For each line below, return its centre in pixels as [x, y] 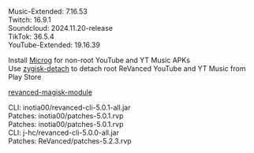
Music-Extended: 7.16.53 [48, 11]
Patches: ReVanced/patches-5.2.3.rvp [70, 141]
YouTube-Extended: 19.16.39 [54, 45]
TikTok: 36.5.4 [32, 36]
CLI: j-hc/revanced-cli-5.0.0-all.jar [64, 132]
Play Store [25, 77]
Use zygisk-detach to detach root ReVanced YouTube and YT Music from [127, 69]
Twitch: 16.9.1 [30, 20]
